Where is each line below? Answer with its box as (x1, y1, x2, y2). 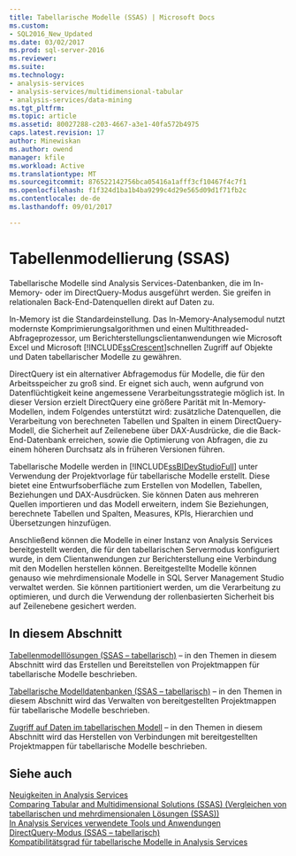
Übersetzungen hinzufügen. (9, 517, 112, 528)
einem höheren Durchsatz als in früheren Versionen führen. (9, 444, 225, 455)
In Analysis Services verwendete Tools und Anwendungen (9, 818, 221, 829)
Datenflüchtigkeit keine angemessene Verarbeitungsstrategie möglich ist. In (9, 387, 285, 398)
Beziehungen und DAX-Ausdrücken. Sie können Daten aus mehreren (9, 489, 259, 500)
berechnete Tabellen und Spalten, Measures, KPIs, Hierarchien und (9, 508, 254, 518)
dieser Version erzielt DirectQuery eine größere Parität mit (9, 396, 221, 408)
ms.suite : (9, 63, 46, 72)
